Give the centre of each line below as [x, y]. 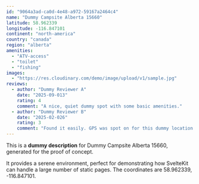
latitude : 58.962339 [32, 23]
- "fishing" [27, 67]
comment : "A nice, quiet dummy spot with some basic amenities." [100, 106]
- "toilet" [25, 62]
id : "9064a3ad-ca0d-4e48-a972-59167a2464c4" [62, 12]
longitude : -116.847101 [36, 28]
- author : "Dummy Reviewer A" [49, 90]
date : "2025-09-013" [42, 95]
